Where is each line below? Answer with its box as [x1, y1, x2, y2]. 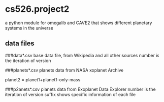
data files [5, 39, 34, 48]
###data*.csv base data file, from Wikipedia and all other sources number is [5, 52, 160, 58]
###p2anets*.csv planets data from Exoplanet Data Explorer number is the [5, 86, 156, 92]
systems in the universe [5, 25, 53, 31]
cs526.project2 [5, 3, 70, 15]
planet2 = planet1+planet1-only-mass [5, 76, 81, 82]
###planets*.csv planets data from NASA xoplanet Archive [5, 67, 124, 73]
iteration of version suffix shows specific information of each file [5, 91, 136, 97]
